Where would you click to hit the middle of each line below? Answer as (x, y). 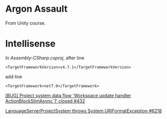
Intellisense (30, 44)
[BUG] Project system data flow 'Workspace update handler (68, 96)
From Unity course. (26, 23)
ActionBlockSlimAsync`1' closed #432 (45, 101)
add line (14, 77)
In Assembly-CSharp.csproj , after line (45, 58)
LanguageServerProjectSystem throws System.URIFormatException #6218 (83, 111)
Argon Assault (37, 9)
